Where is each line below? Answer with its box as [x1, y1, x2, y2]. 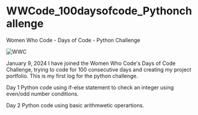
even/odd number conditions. [6, 90, 79, 97]
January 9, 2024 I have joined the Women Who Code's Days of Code [6, 60, 176, 67]
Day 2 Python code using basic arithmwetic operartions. [6, 101, 144, 108]
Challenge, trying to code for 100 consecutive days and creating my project [6, 66, 192, 73]
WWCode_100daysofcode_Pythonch [6, 4, 193, 18]
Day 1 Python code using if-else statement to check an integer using [6, 83, 174, 91]
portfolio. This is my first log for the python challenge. [6, 72, 138, 79]
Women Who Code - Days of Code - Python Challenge [6, 36, 141, 43]
